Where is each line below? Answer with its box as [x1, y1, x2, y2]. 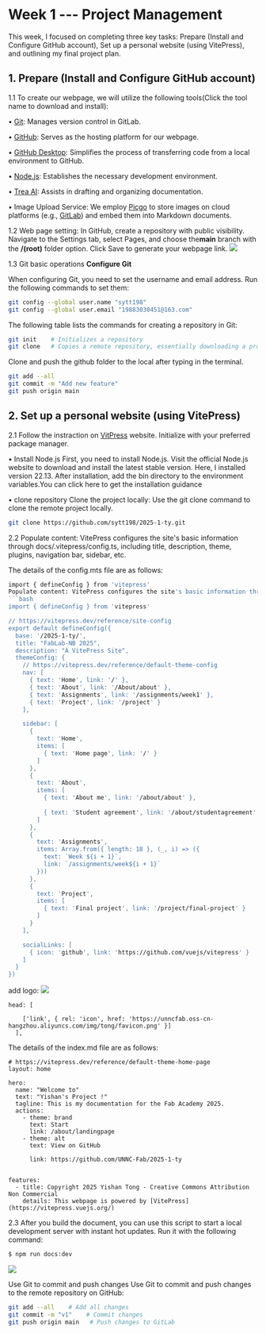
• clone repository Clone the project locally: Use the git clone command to [8, 495, 251, 504]
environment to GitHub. [8, 156, 85, 165]
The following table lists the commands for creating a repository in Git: [8, 320, 237, 330]
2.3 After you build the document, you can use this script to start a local [8, 1218, 242, 1228]
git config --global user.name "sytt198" [8, 298, 147, 307]
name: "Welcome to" [15, 1086, 80, 1094]
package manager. [8, 438, 70, 448]
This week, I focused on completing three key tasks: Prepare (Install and [8, 32, 244, 41]
